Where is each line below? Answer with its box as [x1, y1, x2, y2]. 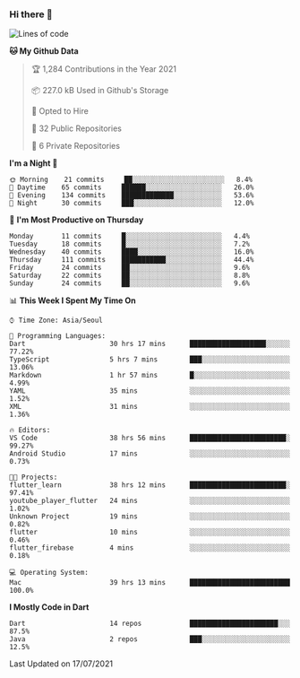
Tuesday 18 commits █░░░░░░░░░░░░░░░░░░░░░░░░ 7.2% [9, 239, 251, 249]
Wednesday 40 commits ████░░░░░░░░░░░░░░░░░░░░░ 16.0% [9, 248, 254, 256]
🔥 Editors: [9, 426, 51, 435]
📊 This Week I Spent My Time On [9, 295, 136, 306]
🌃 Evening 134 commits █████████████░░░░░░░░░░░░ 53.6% [9, 191, 254, 200]
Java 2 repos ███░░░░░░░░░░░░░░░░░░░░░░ [9, 635, 291, 644]
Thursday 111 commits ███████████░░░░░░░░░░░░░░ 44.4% [9, 256, 254, 265]
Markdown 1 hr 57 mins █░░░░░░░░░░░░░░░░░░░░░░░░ [9, 371, 291, 380]
